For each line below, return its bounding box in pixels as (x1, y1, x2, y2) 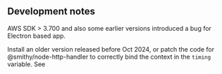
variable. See (7, 59, 46, 68)
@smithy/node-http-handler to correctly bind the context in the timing (7, 52, 211, 61)
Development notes (7, 6, 95, 17)
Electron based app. (7, 31, 66, 40)
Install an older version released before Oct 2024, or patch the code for (7, 45, 215, 53)
